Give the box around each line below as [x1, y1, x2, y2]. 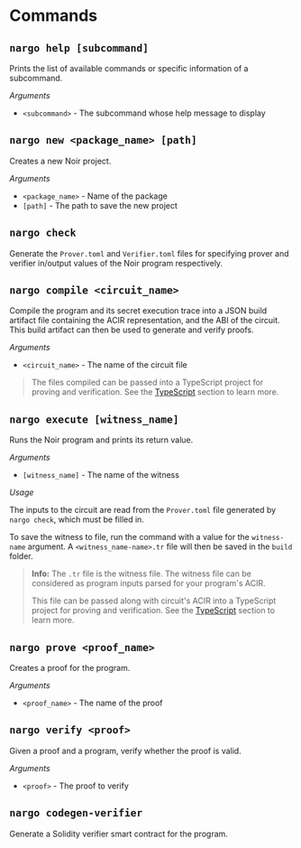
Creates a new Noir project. [9, 155, 112, 166]
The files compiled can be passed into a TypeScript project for [31, 377, 264, 388]
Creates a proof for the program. [9, 663, 131, 674]
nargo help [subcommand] [9, 42, 150, 54]
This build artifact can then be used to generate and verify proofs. [9, 324, 254, 335]
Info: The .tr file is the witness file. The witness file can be [31, 568, 252, 579]
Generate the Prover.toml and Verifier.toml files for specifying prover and [9, 247, 290, 258]
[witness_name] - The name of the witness [22, 470, 180, 480]
